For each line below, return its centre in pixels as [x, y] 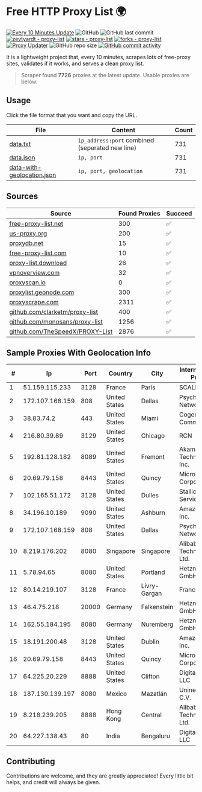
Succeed [179, 213]
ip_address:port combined [116, 140]
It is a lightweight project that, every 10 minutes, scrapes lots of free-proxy [99, 57]
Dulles [150, 496]
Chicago [153, 436]
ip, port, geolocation [110, 171]
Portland [153, 572]
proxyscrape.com [34, 302]
